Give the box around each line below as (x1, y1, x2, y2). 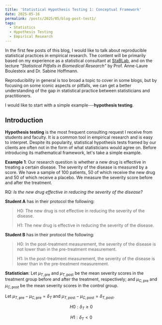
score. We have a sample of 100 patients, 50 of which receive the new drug (5, 169, 156, 175)
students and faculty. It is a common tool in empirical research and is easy (5, 134, 153, 140)
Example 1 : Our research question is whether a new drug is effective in (5, 159, 146, 165)
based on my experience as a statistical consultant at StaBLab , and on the (5, 58, 153, 63)
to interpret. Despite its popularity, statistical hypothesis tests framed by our (5, 139, 156, 145)
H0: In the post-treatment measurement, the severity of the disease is (16, 241, 156, 247)
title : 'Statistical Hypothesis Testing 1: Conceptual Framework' (5, 7, 142, 12)
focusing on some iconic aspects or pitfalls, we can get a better (5, 82, 132, 88)
